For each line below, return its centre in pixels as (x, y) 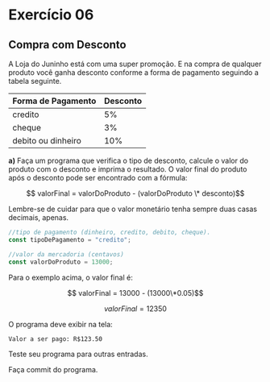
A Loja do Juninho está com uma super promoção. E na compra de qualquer (135, 64)
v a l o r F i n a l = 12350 (135, 309)
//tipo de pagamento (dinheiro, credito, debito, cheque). (110, 232)
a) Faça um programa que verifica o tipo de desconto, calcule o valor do (128, 160)
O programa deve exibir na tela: (60, 324)
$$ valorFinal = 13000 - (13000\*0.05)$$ (135, 293)
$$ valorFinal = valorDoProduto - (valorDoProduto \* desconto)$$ (135, 193)
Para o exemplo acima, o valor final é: (71, 277)
